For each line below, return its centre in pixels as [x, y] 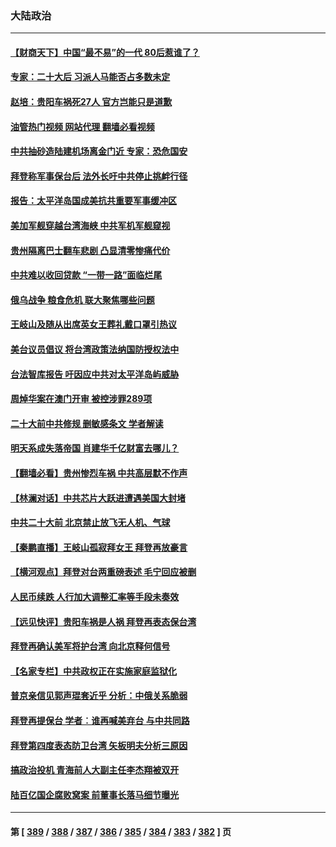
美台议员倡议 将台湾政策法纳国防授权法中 [95, 349]
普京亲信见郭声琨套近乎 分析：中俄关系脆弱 [99, 696]
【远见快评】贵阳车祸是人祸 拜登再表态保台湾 [103, 621]
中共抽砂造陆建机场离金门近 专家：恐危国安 [99, 151]
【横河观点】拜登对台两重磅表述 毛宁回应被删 [103, 572]
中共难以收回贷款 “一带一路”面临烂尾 [86, 275]
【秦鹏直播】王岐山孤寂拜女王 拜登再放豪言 [99, 547]
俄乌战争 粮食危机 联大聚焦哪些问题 [82, 299]
